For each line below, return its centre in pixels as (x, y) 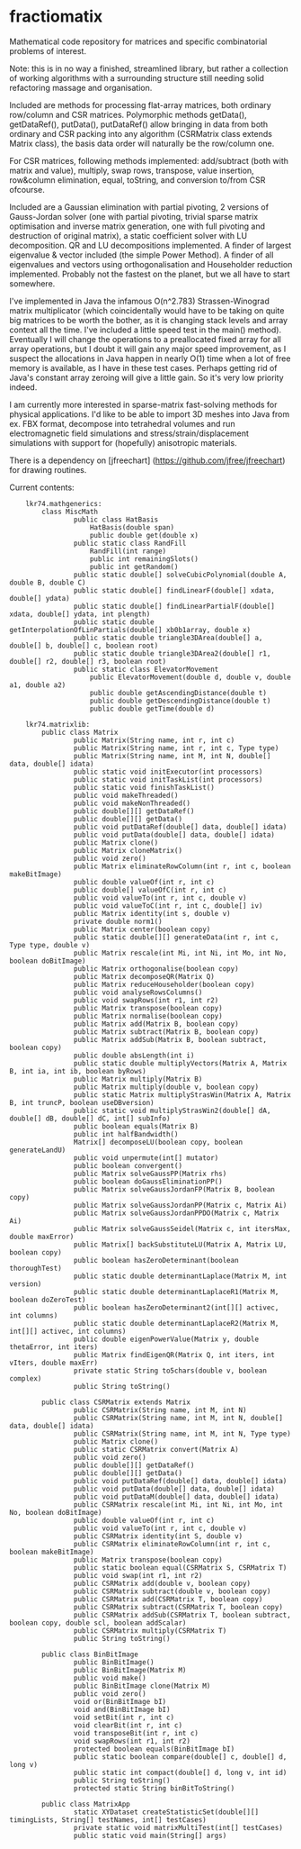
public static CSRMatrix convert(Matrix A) (156, 1449)
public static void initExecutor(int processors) (168, 772)
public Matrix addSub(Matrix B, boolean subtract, (170, 1039)
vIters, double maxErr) (54, 1363)
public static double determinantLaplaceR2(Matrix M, (176, 1323)
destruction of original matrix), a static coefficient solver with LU (128, 235)
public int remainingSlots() (144, 559)
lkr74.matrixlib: (58, 724)
